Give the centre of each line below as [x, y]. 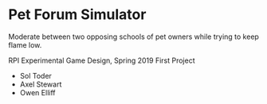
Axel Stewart [41, 84]
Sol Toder [35, 75]
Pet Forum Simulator [77, 15]
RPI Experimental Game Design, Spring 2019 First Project [102, 60]
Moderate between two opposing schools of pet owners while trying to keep [133, 37]
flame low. [25, 44]
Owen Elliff [37, 92]
